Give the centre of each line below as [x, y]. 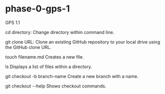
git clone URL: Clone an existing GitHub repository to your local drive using [83, 42]
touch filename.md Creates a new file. [45, 57]
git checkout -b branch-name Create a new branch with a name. [72, 76]
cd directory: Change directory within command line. [60, 32]
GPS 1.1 [13, 22]
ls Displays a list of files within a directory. [49, 66]
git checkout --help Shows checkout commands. [56, 86]
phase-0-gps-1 [37, 9]
